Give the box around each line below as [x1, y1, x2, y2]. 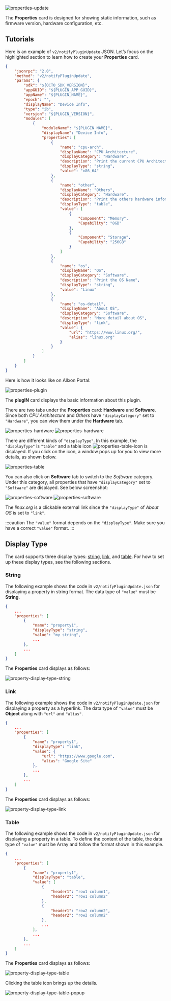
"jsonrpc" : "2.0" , [14, 68, 53, 74]
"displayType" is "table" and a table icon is [5, 443, 148, 449]
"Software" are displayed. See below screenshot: [5, 484, 108, 491]
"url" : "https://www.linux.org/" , [69, 330, 142, 335]
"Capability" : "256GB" [78, 240, 126, 245]
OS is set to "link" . [5, 509, 46, 516]
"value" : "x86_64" [60, 169, 99, 174]
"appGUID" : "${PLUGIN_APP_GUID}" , [23, 87, 97, 93]
